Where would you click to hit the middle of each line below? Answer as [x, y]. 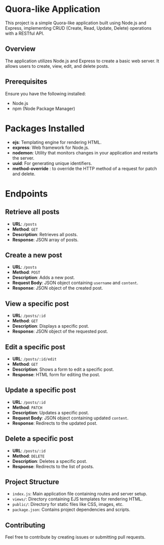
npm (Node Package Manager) [44, 108]
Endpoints [26, 194]
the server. [23, 158]
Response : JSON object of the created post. [58, 288]
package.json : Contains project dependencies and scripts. [71, 510]
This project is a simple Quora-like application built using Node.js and [76, 23]
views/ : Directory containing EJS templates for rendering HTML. [77, 499]
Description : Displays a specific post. [51, 326]
